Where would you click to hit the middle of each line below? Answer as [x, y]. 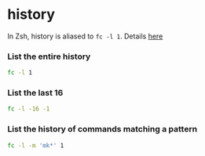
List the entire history [49, 56]
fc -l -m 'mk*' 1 [36, 145]
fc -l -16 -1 [29, 109]
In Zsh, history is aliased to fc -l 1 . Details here [85, 36]
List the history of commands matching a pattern [102, 129]
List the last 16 [35, 93]
